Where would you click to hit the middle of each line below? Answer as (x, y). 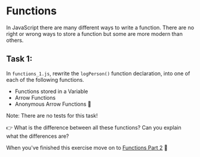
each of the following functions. (45, 79)
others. (15, 40)
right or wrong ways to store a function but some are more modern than (95, 33)
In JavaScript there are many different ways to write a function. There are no (100, 27)
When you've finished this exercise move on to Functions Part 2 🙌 (87, 147)
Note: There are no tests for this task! (52, 115)
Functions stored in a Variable (51, 91)
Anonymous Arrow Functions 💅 (53, 104)
